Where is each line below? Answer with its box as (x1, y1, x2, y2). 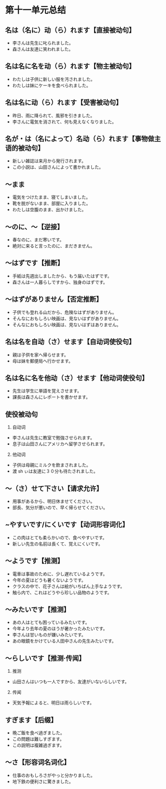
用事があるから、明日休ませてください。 (12, 498, 95, 504)
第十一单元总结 (5, 4, 66, 16)
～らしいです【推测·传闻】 (5, 654, 86, 662)
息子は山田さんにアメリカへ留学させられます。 (12, 441, 108, 447)
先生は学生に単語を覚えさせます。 (12, 388, 82, 394)
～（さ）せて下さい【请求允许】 (5, 484, 103, 493)
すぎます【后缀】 (5, 716, 57, 724)
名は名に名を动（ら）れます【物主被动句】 (5, 62, 135, 71)
